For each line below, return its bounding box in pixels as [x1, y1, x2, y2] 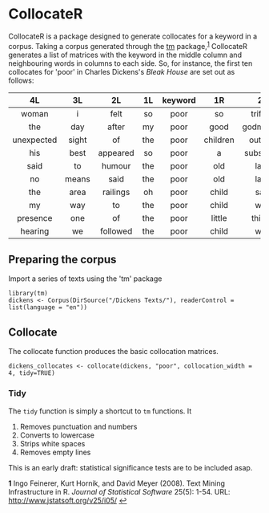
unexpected [12, 134, 58, 145]
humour [101, 160, 131, 171]
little [211, 212, 227, 223]
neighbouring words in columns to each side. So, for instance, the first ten [8, 58, 253, 68]
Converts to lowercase [19, 430, 94, 440]
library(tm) [8, 290, 48, 298]
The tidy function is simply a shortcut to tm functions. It [8, 406, 192, 416]
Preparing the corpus [8, 252, 117, 266]
